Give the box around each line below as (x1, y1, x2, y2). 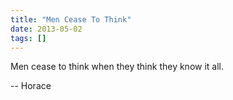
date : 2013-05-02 (10, 24, 83, 34)
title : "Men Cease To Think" (10, 14, 132, 25)
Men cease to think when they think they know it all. (10, 61, 225, 73)
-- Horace (10, 80, 52, 92)
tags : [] (10, 33, 47, 43)
